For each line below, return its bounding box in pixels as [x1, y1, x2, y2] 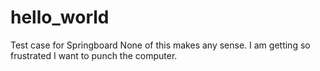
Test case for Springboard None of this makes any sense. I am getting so [10, 39, 311, 51]
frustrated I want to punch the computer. [10, 49, 178, 61]
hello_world [10, 6, 110, 29]
